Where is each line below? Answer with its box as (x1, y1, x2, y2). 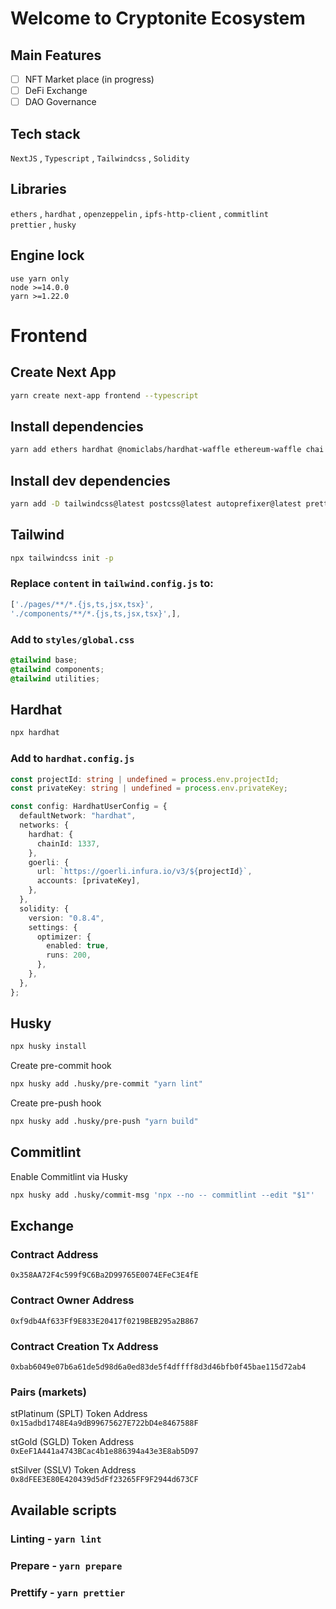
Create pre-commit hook (10, 1060, 112, 1072)
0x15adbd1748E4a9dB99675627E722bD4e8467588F (10, 1418, 199, 1429)
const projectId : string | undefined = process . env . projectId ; (10, 774, 280, 784)
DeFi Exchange (24, 85, 88, 97)
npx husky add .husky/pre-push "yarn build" (10, 1117, 199, 1127)
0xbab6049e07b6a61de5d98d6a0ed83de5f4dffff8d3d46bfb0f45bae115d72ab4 (10, 1362, 307, 1372)
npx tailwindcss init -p (10, 553, 114, 563)
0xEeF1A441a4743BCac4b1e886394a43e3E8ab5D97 (10, 1447, 199, 1457)
